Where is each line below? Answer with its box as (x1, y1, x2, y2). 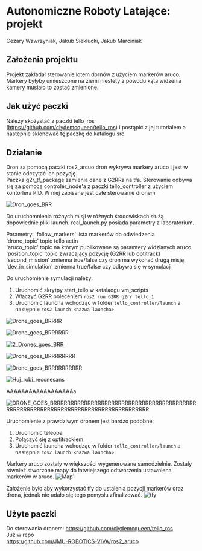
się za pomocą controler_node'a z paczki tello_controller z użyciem (6, 183, 174, 190)
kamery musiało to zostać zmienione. (6, 83, 99, 91)
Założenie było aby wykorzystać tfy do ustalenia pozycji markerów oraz (6, 485, 184, 492)
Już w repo (6, 531, 34, 539)
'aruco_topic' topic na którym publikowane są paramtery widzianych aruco (6, 244, 192, 251)
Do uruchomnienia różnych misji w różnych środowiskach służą (6, 213, 164, 220)
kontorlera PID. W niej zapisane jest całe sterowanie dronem (6, 189, 156, 197)
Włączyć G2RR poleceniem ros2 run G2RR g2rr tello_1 (14, 293, 154, 300)
